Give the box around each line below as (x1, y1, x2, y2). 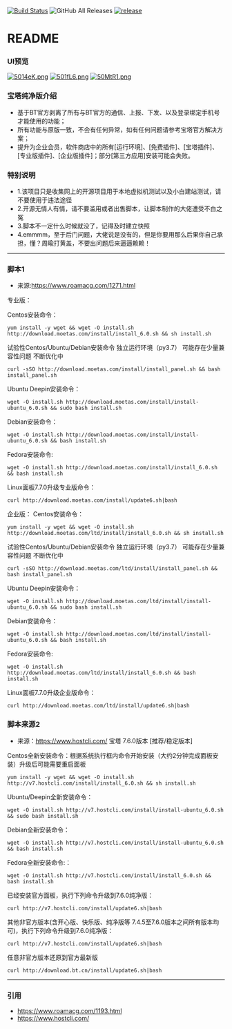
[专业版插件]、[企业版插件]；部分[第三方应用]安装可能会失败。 (17, 151, 195, 159)
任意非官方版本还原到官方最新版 (7, 953, 98, 961)
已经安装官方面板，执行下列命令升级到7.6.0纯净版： (7, 891, 154, 899)
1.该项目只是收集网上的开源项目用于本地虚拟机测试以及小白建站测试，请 (17, 187, 222, 196)
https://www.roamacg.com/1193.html (17, 1006, 122, 1015)
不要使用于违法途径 (17, 196, 72, 204)
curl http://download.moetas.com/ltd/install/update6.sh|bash (7, 703, 190, 709)
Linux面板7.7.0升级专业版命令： (7, 483, 96, 491)
